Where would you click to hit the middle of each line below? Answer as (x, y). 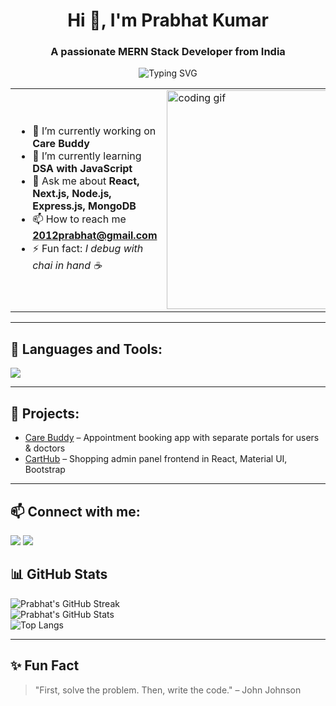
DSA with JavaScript (82, 168)
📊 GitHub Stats (59, 574)
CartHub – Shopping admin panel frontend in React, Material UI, (156, 459)
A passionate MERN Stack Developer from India (168, 52)
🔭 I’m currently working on (94, 131)
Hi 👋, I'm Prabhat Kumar (168, 20)
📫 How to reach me (79, 219)
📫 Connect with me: (75, 511)
